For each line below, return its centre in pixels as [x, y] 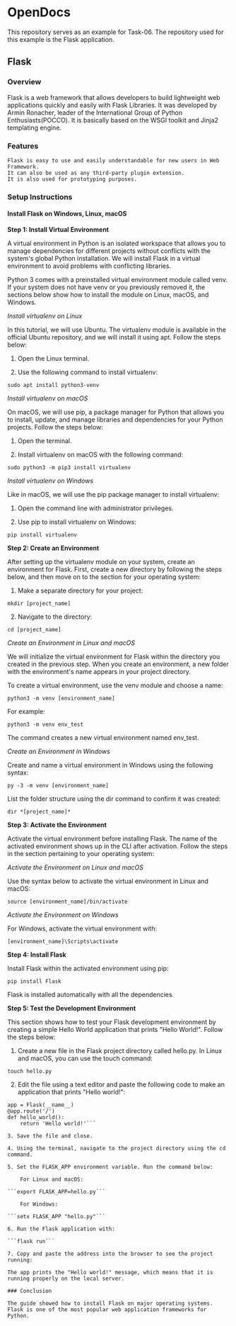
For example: [26, 712]
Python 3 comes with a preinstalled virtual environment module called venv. [118, 280]
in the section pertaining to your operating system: [81, 854]
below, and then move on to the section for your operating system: [104, 577]
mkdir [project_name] [39, 604]
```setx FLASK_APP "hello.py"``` [57, 1217]
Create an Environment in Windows [59, 751]
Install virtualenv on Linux [45, 316]
